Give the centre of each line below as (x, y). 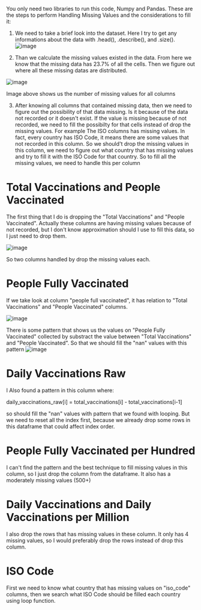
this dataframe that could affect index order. (61, 426)
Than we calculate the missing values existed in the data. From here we (103, 58)
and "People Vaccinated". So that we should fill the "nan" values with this (97, 343)
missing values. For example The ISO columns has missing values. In (100, 131)
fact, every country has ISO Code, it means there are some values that (102, 137)
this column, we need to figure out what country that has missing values (104, 150)
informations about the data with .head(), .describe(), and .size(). (95, 39)
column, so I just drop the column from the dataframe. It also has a (88, 474)
